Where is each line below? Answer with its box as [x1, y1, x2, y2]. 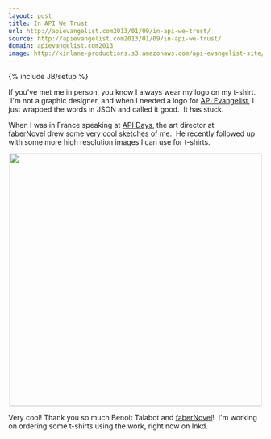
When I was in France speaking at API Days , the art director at [8, 120, 215, 129]
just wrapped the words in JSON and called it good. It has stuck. [8, 104, 224, 114]
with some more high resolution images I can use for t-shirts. [8, 137, 211, 146]
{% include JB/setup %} [8, 72, 89, 81]
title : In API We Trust [8, 19, 89, 27]
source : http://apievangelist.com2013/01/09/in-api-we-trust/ [8, 34, 222, 43]
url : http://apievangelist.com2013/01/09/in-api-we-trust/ [8, 27, 211, 35]
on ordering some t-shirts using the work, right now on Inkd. [8, 421, 208, 431]
